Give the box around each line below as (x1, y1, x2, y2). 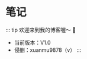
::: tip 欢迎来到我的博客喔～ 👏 (5, 26, 76, 33)
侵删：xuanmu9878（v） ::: (14, 46, 82, 54)
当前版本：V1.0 (14, 39, 51, 46)
